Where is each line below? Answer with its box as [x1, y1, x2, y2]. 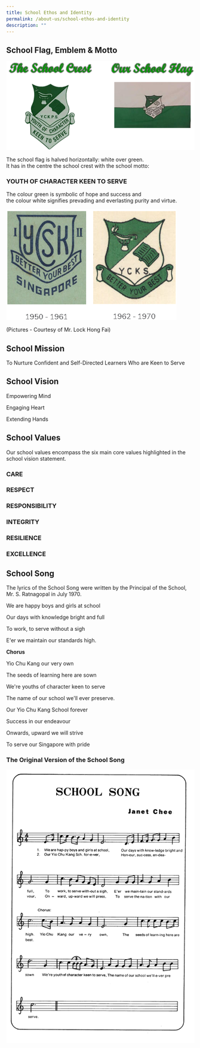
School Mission [6, 343, 65, 353]
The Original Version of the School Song [6, 756, 125, 764]
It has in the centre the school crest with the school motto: [6, 162, 149, 169]
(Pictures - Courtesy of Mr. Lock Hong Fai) [6, 326, 111, 334]
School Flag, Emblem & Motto [6, 45, 118, 55]
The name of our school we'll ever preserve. [6, 694, 115, 701]
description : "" [6, 22, 47, 28]
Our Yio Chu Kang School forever [6, 706, 88, 713]
